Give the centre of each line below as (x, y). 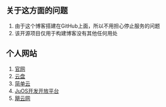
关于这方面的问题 (37, 11)
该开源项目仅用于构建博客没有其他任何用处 (66, 33)
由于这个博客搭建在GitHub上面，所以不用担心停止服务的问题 (87, 26)
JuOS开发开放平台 (37, 91)
